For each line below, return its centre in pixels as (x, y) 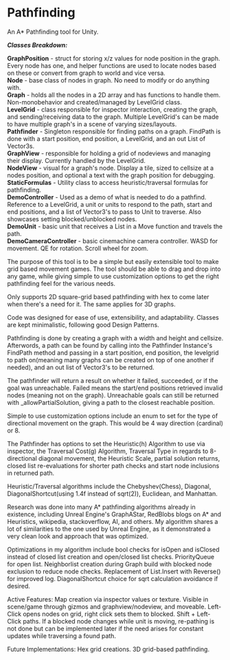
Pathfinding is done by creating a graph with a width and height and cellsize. (115, 338)
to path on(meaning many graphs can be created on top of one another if (111, 360)
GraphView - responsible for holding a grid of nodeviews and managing (109, 153)
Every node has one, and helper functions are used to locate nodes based (112, 65)
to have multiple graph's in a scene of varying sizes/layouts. (92, 124)
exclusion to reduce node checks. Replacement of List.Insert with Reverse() (114, 571)
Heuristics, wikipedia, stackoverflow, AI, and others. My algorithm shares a (113, 521)
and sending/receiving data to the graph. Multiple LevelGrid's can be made (113, 117)
